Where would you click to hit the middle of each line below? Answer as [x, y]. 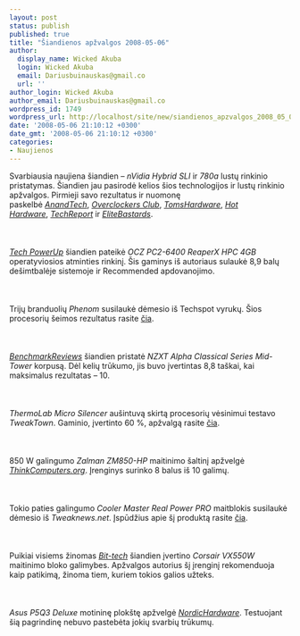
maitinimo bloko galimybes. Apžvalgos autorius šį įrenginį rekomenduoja [142, 565]
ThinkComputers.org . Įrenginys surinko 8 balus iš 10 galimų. [119, 470]
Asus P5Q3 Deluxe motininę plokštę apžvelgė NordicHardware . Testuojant [146, 612]
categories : [31, 142]
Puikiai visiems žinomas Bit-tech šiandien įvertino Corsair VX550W [132, 556]
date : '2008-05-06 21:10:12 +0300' [75, 126]
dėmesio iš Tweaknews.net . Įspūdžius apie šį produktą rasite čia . [129, 517]
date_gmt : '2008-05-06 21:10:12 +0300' [83, 134]
